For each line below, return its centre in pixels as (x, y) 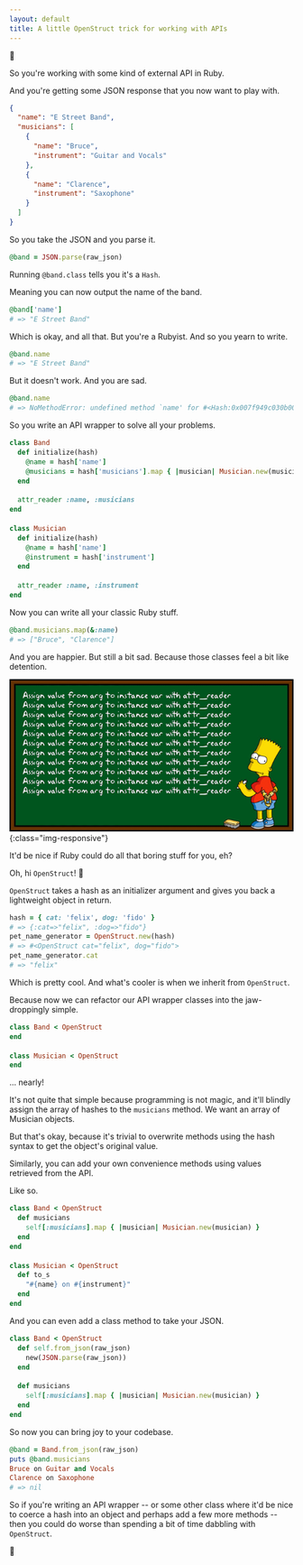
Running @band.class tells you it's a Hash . (85, 274)
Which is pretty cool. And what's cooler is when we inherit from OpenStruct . (150, 982)
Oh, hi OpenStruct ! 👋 (46, 873)
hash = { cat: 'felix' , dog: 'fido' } (82, 917)
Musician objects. (42, 1119)
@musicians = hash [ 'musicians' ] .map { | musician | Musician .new (147, 471)
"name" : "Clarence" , (72, 184)
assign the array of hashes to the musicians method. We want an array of (145, 1109)
